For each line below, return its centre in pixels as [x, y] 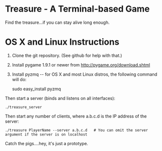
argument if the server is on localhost [46, 134]
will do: [19, 79]
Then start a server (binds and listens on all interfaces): [60, 98]
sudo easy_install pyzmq [37, 89]
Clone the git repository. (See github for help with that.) [67, 55]
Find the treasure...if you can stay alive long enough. [57, 22]
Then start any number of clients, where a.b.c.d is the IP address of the [76, 116]
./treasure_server [23, 107]
